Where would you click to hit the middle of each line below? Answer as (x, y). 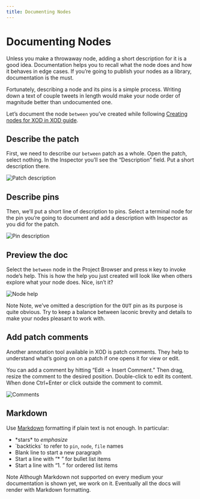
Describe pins (33, 197)
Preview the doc (37, 255)
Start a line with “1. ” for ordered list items (66, 465)
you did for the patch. (33, 224)
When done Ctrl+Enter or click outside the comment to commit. (85, 383)
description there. (28, 166)
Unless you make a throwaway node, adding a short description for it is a (97, 58)
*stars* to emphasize (41, 439)
